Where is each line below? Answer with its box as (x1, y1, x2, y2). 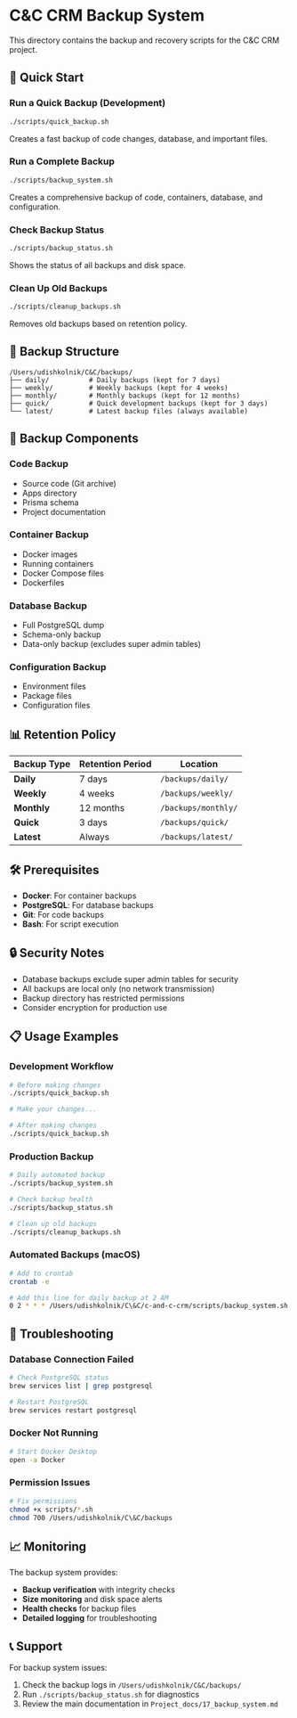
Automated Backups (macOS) (9, 1248, 140, 1261)
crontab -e (9, 1277, 50, 1286)
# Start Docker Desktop (9, 1447, 98, 1456)
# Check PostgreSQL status (9, 1373, 109, 1382)
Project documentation (21, 506, 107, 517)
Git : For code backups (21, 910, 105, 920)
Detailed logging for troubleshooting (21, 1613, 157, 1624)
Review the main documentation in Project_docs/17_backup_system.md (21, 1698, 278, 1709)
